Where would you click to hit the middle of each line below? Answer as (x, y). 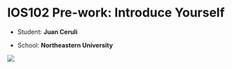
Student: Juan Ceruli (47, 32)
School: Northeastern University (65, 45)
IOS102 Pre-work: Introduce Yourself (116, 13)
